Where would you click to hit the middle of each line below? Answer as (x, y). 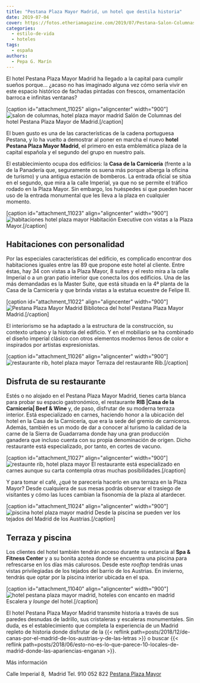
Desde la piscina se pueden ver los (137, 513)
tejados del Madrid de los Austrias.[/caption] (61, 519)
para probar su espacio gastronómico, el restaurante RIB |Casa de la (90, 402)
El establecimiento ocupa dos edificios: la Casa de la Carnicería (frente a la (99, 164)
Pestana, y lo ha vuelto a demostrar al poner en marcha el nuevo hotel (92, 139)
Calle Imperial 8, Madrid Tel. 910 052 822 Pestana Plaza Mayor (84, 673)
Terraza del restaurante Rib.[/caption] (142, 363)
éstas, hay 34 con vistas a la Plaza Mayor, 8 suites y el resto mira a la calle (98, 271)
